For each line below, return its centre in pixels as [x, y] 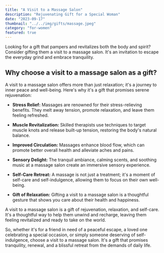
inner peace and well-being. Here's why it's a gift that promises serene [77, 90]
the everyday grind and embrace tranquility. [50, 57]
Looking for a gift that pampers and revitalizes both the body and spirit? [78, 47]
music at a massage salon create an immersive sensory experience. [81, 165]
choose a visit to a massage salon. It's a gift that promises [89, 240]
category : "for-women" [28, 28]
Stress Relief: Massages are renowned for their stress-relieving [77, 105]
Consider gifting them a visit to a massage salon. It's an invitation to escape [82, 52]
